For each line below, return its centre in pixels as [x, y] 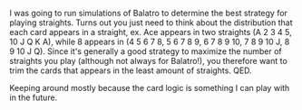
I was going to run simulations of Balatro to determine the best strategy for [149, 13]
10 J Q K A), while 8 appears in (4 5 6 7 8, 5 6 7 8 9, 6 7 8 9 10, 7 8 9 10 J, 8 [150, 41]
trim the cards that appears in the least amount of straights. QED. [131, 70]
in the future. [34, 97]
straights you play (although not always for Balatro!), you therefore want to [148, 61]
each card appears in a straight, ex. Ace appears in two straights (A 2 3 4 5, [151, 32]
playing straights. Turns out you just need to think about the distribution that [151, 23]
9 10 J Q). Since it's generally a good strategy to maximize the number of [146, 51]
